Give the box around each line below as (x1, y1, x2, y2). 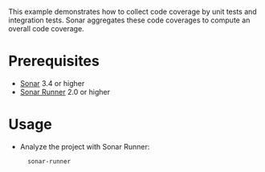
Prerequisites (8, 52, 100, 71)
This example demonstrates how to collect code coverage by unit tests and (8, 7, 257, 16)
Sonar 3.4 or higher (19, 78, 85, 88)
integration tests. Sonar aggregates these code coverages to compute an (8, 15, 251, 25)
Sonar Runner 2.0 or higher (19, 87, 111, 96)
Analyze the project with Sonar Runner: (19, 141, 150, 151)
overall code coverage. (8, 24, 84, 33)
